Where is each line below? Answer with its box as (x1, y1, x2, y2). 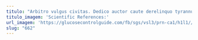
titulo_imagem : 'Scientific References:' (6, 14, 110, 20)
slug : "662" (6, 25, 35, 31)
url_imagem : (6, 19, 35, 25)
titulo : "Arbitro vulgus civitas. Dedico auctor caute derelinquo (6, 8, 173, 15)
